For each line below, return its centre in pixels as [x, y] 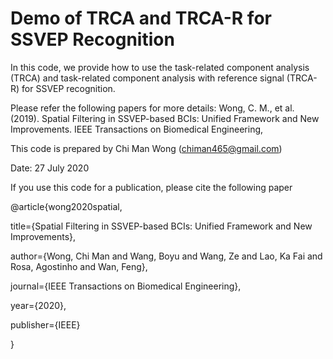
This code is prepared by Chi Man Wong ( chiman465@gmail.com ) [146, 148]
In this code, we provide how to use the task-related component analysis [160, 67]
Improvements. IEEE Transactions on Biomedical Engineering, [137, 129]
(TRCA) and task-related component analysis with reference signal [147, 78]
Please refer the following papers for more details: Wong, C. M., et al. [152, 108]
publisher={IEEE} [45, 324]
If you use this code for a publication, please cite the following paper [151, 187]
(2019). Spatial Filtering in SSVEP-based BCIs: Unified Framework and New [165, 118]
